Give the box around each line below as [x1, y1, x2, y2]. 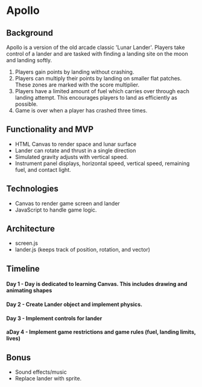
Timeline [6, 264, 40, 274]
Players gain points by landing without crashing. [14, 68, 134, 76]
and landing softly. [6, 57, 52, 63]
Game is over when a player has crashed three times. [14, 107, 148, 114]
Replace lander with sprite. [14, 375, 82, 382]
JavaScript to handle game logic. [14, 206, 97, 213]
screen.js [14, 239, 38, 247]
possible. [14, 100, 38, 108]
